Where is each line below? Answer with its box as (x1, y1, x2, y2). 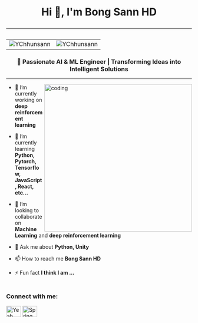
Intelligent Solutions (70, 65, 128, 73)
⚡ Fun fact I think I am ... (14, 269, 75, 276)
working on (14, 97, 42, 104)
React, (17, 183, 34, 190)
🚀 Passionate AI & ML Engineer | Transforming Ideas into (16, 58, 181, 66)
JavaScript (14, 177, 42, 184)
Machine (14, 226, 37, 233)
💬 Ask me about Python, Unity (14, 243, 90, 251)
